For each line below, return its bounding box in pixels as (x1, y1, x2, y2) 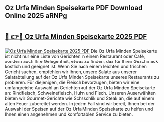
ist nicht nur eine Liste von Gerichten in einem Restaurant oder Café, (5, 53, 145, 59)
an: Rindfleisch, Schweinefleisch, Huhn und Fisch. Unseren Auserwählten (5, 90, 156, 96)
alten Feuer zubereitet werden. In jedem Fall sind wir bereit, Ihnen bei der (5, 101, 155, 106)
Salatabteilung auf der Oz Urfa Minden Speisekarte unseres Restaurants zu (5, 74, 159, 80)
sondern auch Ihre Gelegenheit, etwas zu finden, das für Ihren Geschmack (5, 59, 158, 64)
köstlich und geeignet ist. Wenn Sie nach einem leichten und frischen (5, 64, 147, 69)
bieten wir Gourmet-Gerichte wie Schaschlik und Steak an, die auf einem (5, 95, 155, 101)
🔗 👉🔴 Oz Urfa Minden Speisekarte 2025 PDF (5, 32, 147, 41)
